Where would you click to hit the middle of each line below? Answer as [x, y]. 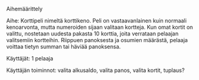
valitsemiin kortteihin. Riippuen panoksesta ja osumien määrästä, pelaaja [97, 40]
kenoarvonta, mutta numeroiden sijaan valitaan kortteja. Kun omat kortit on [100, 27]
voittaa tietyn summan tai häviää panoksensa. [64, 46]
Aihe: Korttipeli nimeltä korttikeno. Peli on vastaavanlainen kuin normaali [96, 20]
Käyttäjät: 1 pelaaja [30, 58]
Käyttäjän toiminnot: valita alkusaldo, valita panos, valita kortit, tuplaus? [96, 70]
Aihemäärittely [24, 9]
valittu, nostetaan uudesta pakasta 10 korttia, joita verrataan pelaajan [93, 34]
